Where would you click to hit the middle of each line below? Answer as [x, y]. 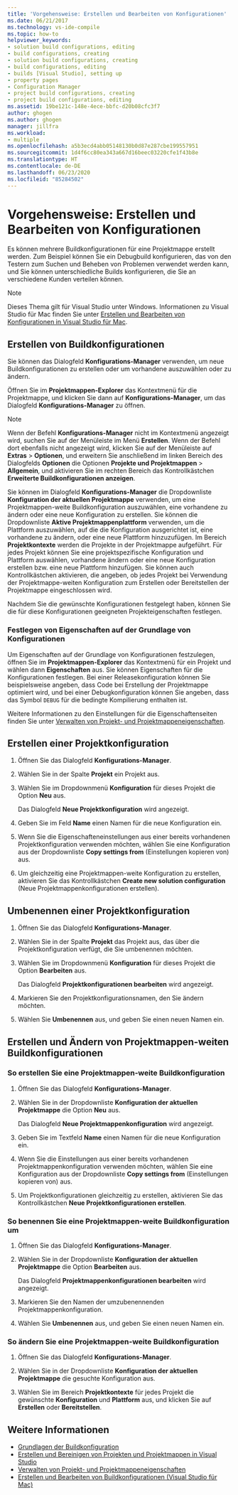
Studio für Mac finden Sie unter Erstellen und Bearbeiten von [96, 314]
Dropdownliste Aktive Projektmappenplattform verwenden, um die [106, 523]
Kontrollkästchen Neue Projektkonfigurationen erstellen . [102, 1203]
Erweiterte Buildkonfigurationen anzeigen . [71, 478]
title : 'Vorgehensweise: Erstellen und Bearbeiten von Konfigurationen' [117, 14]
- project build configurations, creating [71, 93]
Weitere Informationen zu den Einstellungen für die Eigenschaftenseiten [112, 713]
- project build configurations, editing [70, 100]
